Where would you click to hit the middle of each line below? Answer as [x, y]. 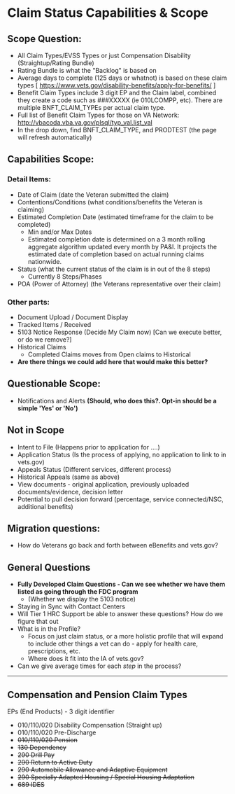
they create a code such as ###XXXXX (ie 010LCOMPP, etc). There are [120, 100]
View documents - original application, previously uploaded [103, 484]
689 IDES [31, 785]
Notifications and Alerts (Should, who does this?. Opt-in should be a [117, 401]
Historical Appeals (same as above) [69, 477]
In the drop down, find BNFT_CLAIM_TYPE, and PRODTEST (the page [117, 130]
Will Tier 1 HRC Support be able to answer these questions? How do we [120, 614]
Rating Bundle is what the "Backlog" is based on [87, 70]
